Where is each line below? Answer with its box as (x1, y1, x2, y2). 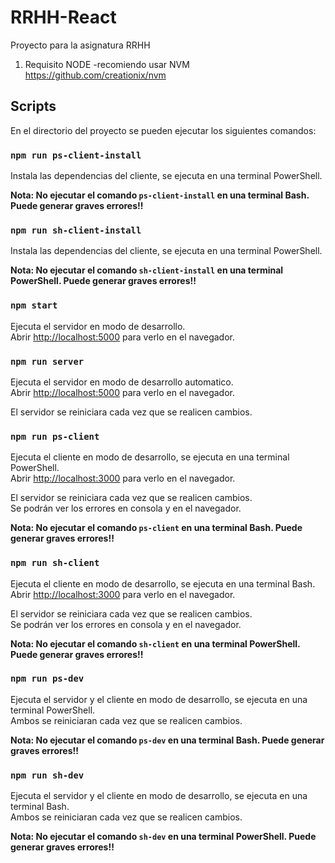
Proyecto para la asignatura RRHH (10, 39, 151, 51)
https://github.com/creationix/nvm (24, 69, 167, 81)
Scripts (10, 98, 57, 115)
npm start (10, 300, 58, 311)
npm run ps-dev (10, 673, 85, 685)
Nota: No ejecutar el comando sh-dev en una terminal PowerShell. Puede (10, 831, 317, 843)
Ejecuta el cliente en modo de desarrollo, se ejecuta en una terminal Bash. (10, 577, 316, 590)
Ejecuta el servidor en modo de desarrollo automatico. (10, 376, 234, 388)
